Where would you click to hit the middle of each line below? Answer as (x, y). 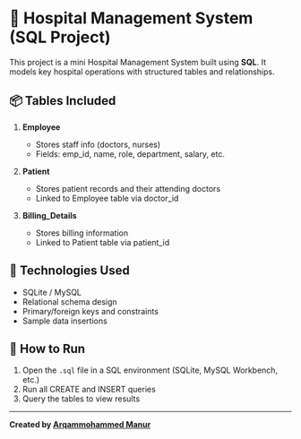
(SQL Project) (60, 37)
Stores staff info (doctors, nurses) (98, 144)
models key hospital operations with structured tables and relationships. (142, 72)
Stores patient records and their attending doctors (128, 188)
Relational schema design (70, 301)
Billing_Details (50, 215)
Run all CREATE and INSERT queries (89, 390)
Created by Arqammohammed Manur (80, 425)
